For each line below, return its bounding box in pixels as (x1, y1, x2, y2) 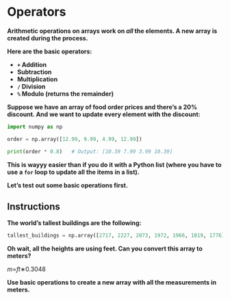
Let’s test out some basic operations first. (7, 181, 129, 189)
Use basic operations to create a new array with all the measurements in (7, 278, 217, 287)
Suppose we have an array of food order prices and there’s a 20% (7, 103, 197, 111)
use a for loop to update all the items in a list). (7, 168, 140, 176)
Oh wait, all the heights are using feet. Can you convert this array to (7, 244, 203, 253)
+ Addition (16, 60, 47, 68)
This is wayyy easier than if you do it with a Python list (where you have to (7, 160, 222, 168)
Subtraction (16, 68, 52, 76)
